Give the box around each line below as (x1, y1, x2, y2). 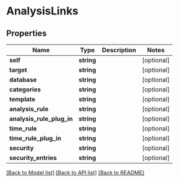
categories (9, 85, 41, 94)
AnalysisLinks (6, 4, 79, 18)
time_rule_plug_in (9, 134, 61, 142)
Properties (6, 28, 47, 38)
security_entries (9, 154, 57, 162)
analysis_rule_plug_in (9, 115, 74, 123)
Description (102, 46, 137, 54)
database (9, 76, 37, 83)
